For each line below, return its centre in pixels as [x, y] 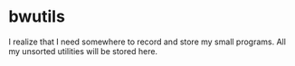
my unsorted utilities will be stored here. [83, 51]
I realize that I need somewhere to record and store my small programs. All [147, 42]
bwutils [37, 17]
